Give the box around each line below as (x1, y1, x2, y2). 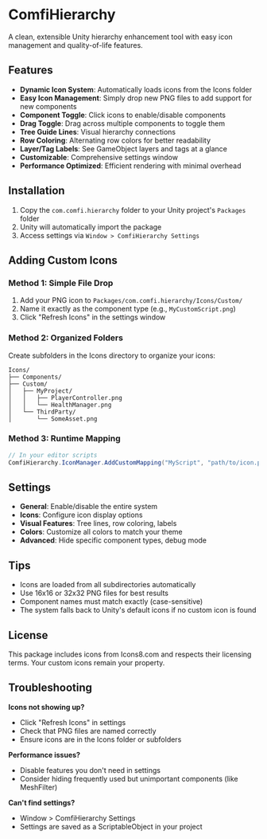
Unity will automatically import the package (19, 222, 162, 232)
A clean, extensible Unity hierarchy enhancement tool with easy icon (8, 32, 233, 41)
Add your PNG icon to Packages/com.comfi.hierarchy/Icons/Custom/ (19, 296, 243, 305)
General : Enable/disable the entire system (19, 502, 158, 512)
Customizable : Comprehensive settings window (19, 152, 179, 162)
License (8, 628, 48, 642)
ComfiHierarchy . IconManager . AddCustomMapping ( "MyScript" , (8, 458, 204, 467)
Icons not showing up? (8, 702, 85, 712)
